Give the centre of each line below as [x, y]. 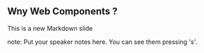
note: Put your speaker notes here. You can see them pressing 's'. [102, 42]
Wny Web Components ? [62, 12]
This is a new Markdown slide [50, 28]
